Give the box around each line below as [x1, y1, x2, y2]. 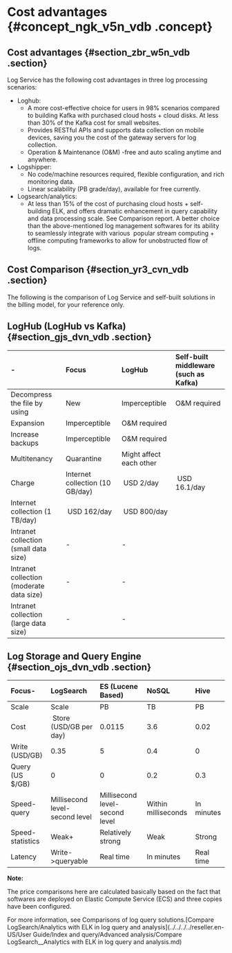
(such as [175, 369, 205, 378]
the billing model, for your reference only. [7, 300, 125, 308]
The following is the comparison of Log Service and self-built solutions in [7, 292, 215, 301]
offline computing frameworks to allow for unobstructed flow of [27, 236, 209, 245]
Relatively [99, 828, 131, 837]
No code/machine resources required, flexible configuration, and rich [27, 171, 224, 178]
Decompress [10, 390, 52, 399]
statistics [10, 837, 40, 846]
